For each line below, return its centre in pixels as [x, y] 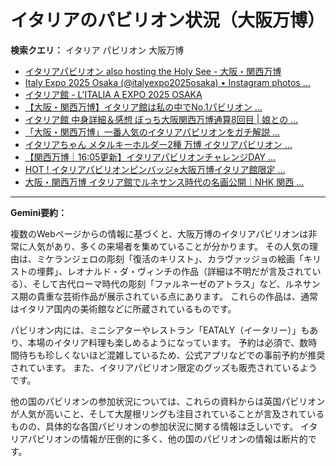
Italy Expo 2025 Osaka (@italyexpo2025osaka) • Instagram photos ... [167, 82]
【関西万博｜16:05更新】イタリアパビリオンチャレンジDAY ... [150, 157]
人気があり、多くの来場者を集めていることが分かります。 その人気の [168, 246]
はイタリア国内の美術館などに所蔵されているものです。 [123, 308]
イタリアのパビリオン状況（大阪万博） [167, 20]
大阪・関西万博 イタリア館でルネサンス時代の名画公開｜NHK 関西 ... [164, 182]
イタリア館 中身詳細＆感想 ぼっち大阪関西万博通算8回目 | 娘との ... [161, 119]
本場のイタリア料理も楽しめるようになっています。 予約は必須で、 [163, 342]
